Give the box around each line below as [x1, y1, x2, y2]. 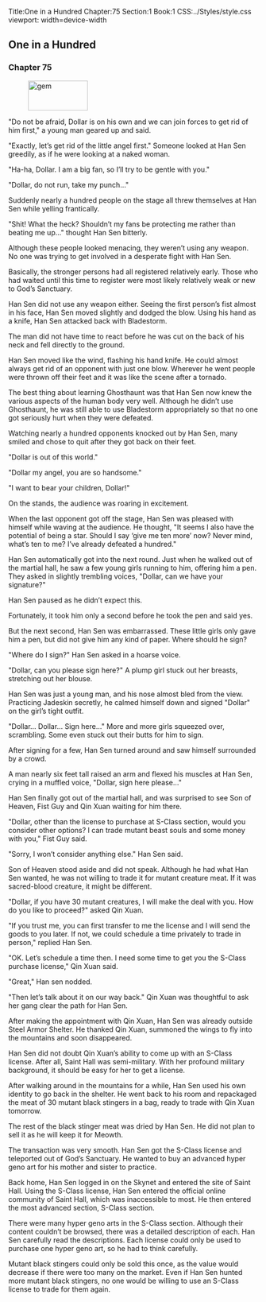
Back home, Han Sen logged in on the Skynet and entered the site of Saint [8, 1177, 252, 1187]
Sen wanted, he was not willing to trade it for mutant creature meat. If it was [8, 873, 256, 882]
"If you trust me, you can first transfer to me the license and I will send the [8, 920, 251, 930]
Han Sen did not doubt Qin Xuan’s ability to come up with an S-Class [8, 1048, 233, 1058]
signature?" [8, 579, 46, 589]
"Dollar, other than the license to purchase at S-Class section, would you [8, 816, 246, 826]
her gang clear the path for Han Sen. [8, 1001, 129, 1010]
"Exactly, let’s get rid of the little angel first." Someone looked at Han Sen [8, 141, 246, 150]
